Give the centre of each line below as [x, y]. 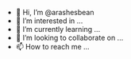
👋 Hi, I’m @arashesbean [55, 12]
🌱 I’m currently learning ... [58, 29]
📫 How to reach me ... [52, 47]
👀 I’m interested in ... [49, 21]
